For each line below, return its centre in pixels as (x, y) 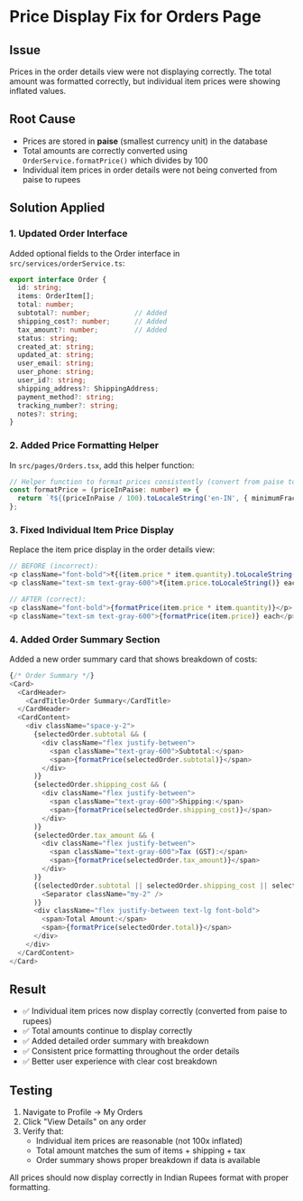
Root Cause (43, 119)
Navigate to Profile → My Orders (83, 1112)
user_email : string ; (56, 363)
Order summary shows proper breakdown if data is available (148, 1160)
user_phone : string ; (56, 372)
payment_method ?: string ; (66, 397)
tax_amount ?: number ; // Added (92, 330)
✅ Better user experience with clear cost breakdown (120, 1061)
